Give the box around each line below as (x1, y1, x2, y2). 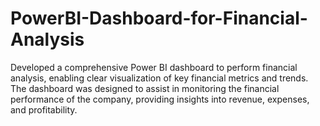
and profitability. (10, 103, 78, 116)
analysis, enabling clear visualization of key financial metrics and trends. (10, 72, 309, 84)
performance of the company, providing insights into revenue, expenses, (10, 93, 310, 105)
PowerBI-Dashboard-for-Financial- (10, 7, 308, 30)
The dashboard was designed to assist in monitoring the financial (10, 82, 280, 94)
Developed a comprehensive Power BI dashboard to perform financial (10, 61, 298, 73)
